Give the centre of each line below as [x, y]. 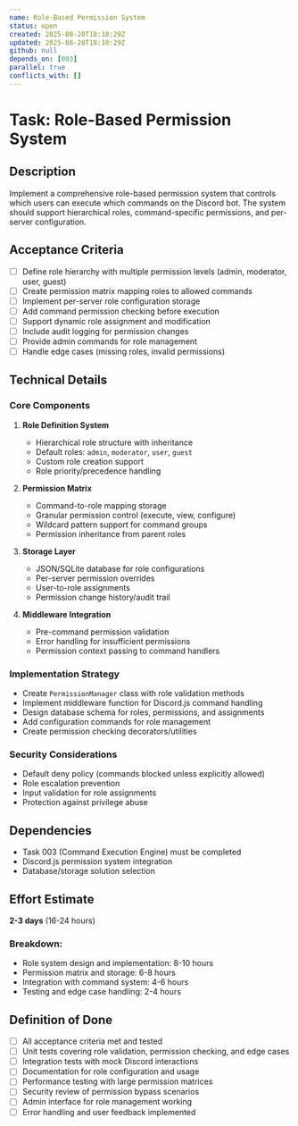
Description [42, 172]
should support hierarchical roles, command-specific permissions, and [139, 212]
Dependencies [50, 831]
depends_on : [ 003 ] [43, 59]
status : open [33, 26]
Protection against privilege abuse [85, 802]
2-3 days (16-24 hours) [53, 920]
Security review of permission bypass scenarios [111, 1092]
